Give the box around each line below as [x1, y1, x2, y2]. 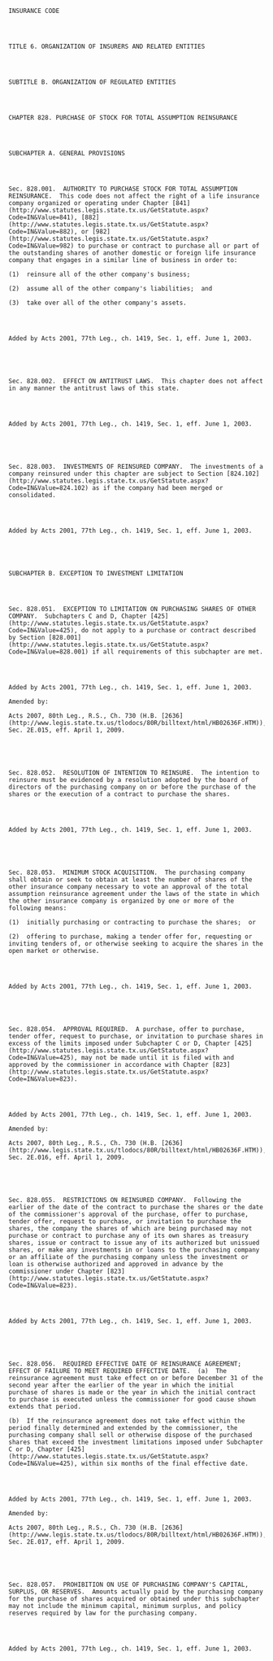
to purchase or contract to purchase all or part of [77, 242, 260, 250]
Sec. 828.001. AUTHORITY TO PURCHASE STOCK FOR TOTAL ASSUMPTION [8, 185, 238, 193]
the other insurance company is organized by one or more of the [8, 897, 234, 905]
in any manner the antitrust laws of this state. [8, 384, 180, 392]
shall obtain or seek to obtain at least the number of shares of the [8, 876, 253, 884]
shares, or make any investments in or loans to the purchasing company [8, 1246, 260, 1254]
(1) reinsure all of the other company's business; [8, 270, 191, 278]
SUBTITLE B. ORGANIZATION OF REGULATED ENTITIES [8, 78, 176, 86]
